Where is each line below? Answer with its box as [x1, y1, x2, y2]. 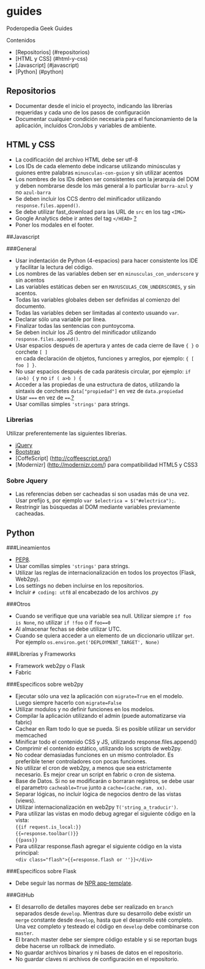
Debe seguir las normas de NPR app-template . [15, 879, 133, 887]
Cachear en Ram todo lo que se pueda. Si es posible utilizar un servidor [15, 725, 196, 732]
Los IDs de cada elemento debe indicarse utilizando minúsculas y [15, 162, 181, 169]
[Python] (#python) [15, 68, 64, 75]
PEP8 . [15, 556, 31, 563]
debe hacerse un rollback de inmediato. [15, 942, 116, 949]
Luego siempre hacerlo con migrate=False [15, 699, 122, 706]
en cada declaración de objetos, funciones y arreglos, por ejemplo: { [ [15, 354, 195, 362]
